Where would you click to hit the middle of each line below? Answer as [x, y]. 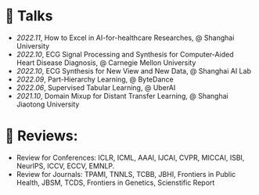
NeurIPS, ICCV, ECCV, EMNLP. [65, 166]
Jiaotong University [48, 104]
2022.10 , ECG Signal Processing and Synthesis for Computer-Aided [125, 54]
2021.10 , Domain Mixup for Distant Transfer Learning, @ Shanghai [122, 96]
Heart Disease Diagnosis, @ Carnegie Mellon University [106, 63]
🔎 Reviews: [41, 136]
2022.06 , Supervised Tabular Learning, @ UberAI [96, 87]
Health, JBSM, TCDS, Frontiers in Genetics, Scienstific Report [115, 182]
